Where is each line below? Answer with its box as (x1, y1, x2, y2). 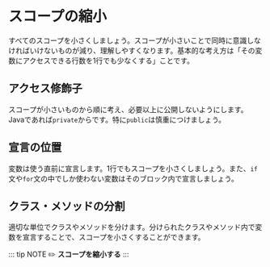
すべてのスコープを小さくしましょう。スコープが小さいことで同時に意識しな (8, 35, 261, 45)
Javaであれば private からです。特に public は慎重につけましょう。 (8, 115, 226, 124)
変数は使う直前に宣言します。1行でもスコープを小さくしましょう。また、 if (8, 163, 258, 173)
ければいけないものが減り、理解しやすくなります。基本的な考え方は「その (8, 45, 255, 55)
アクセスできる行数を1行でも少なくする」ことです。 (22, 56, 194, 65)
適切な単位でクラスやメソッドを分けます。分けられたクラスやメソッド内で (8, 223, 256, 232)
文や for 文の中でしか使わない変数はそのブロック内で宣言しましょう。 (8, 173, 238, 183)
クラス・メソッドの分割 (8, 199, 125, 213)
